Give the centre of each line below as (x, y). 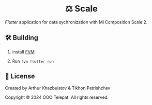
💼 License (20, 76)
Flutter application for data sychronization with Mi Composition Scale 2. (76, 22)
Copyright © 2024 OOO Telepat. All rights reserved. (57, 97)
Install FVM (23, 52)
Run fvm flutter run (33, 61)
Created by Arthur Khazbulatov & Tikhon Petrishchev (58, 88)
